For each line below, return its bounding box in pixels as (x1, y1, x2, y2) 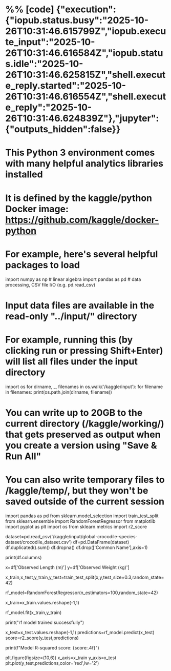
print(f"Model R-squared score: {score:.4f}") (5, 644, 100, 650)
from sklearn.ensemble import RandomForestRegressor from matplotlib (5, 518, 156, 524)
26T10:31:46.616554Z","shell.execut (5, 91, 166, 103)
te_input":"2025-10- (5, 36, 95, 48)
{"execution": (56, 4, 116, 15)
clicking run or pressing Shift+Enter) (5, 344, 163, 356)
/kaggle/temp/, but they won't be (5, 485, 148, 496)
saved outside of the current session (5, 496, 165, 507)
